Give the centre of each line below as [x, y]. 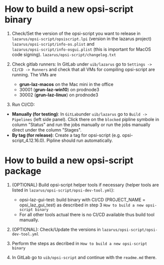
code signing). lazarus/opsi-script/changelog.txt [64, 54]
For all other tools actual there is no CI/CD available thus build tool [87, 214]
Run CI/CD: [23, 104]
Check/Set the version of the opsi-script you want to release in [76, 33]
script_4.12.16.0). [29, 140]
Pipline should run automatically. [80, 140]
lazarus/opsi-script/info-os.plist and [53, 44]
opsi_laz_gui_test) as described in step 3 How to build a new [81, 205]
